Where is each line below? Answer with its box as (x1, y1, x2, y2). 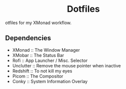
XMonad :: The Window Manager (12, 47, 80, 53)
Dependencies (5, 34, 51, 42)
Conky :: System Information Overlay (12, 78, 88, 84)
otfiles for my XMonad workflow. (5, 20, 72, 26)
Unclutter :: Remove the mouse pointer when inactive (12, 62, 121, 68)
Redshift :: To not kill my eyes (12, 68, 72, 74)
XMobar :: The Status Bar (12, 52, 64, 58)
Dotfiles (66, 3, 100, 15)
